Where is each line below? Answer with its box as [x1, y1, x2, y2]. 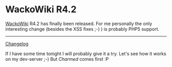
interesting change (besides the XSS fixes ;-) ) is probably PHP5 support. [5, 26, 160, 32]
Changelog [5, 40, 29, 47]
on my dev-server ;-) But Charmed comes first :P [5, 56, 109, 62]
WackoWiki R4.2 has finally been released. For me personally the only [5, 20, 153, 27]
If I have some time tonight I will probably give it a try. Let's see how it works [5, 50, 166, 57]
